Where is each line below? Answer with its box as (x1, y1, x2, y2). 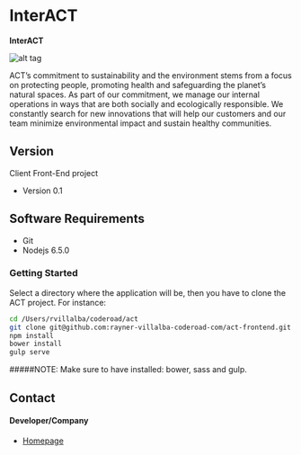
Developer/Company (9, 415, 89, 426)
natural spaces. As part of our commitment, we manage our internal (9, 89, 261, 100)
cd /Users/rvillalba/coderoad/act (9, 314, 139, 324)
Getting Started (9, 267, 78, 280)
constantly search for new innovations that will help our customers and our (9, 108, 287, 119)
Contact (9, 390, 56, 406)
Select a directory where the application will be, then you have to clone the (9, 287, 286, 298)
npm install (9, 331, 54, 340)
